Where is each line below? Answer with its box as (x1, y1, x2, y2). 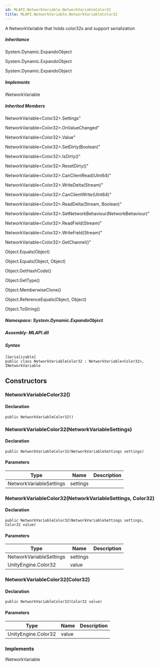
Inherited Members (5, 103, 45, 109)
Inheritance (5, 36, 30, 42)
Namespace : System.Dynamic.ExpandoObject (5, 317, 103, 323)
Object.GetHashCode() (5, 268, 52, 274)
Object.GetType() (5, 278, 40, 284)
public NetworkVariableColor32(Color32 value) (5, 599, 102, 604)
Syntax (5, 342, 21, 348)
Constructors (5, 377, 47, 385)
